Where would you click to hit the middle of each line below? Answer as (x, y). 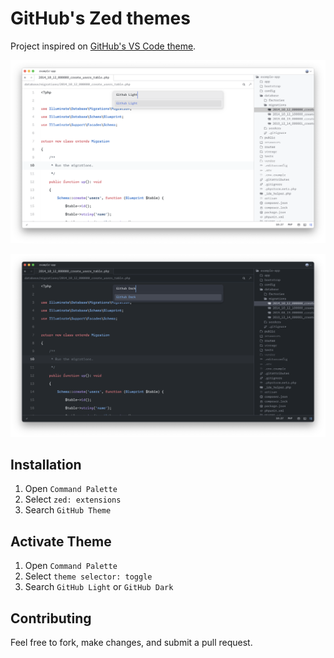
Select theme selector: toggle (88, 576)
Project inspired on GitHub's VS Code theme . (103, 46)
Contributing (51, 618)
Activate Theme (61, 541)
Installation (46, 465)
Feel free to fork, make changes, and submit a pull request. (131, 643)
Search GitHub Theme (68, 510)
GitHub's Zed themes (100, 18)
